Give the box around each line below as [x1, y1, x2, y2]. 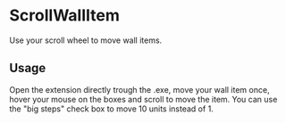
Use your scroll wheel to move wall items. [9, 35, 163, 45]
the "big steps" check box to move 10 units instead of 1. [9, 103, 214, 114]
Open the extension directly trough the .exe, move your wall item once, [9, 84, 270, 94]
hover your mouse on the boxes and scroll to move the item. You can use [9, 94, 278, 104]
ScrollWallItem [9, 5, 121, 26]
